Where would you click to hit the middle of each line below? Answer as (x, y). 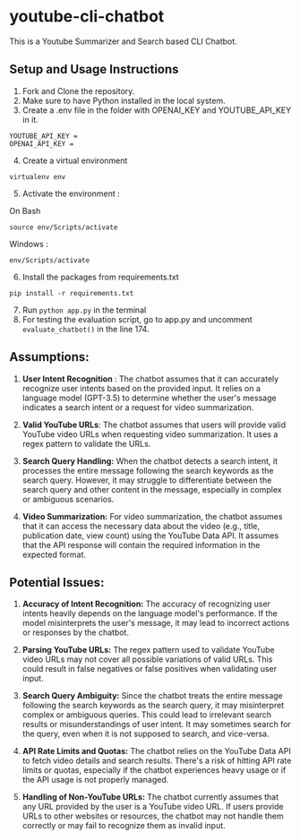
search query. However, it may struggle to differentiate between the (147, 480)
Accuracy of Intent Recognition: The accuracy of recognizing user (146, 604)
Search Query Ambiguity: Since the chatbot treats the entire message (153, 696)
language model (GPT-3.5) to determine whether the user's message (149, 398)
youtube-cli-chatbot (87, 17)
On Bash (25, 210)
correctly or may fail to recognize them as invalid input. (124, 826)
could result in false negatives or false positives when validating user (150, 669)
